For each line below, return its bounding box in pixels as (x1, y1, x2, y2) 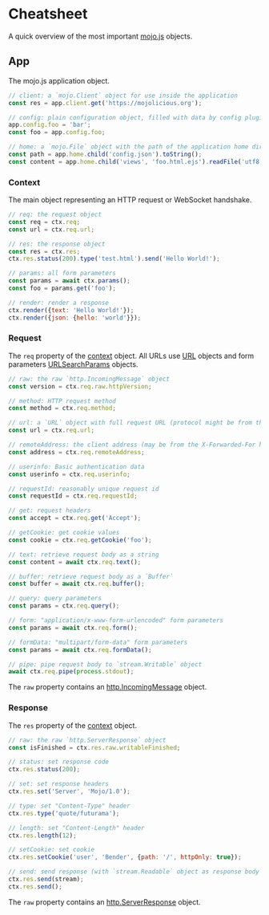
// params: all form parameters (8, 270, 116, 278)
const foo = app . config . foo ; (8, 128, 106, 136)
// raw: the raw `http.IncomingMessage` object (8, 375, 171, 383)
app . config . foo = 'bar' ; (8, 121, 91, 129)
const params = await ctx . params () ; (8, 277, 130, 285)
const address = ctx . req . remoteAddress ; (8, 448, 146, 456)
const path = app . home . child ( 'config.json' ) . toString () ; (8, 150, 203, 158)
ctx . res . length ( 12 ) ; (8, 832, 78, 840)
